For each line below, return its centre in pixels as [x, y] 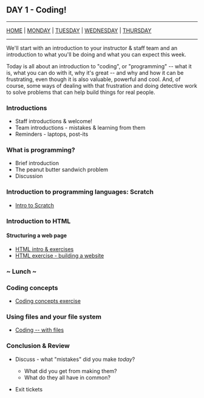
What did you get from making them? [70, 371]
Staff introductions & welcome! [54, 121]
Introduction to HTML [39, 221]
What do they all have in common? [67, 377]
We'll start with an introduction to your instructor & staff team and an [92, 48]
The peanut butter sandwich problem [61, 169]
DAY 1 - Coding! [36, 10]
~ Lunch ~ [22, 271]
